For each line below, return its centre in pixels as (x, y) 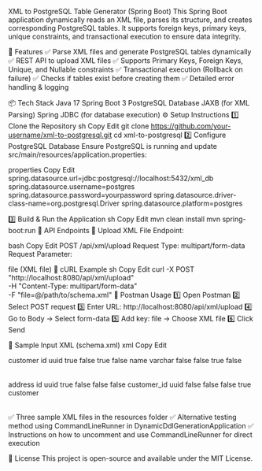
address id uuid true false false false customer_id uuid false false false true (130, 384)
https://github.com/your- (191, 126)
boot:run (22, 230)
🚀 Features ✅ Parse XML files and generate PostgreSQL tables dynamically (130, 52)
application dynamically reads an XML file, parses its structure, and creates (130, 20)
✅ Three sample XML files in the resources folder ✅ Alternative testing (123, 417)
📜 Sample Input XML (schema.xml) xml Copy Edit (88, 345)
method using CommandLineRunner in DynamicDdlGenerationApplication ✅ (131, 426)
